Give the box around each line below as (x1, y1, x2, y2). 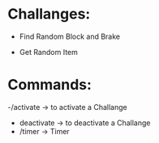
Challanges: (7, 5, 91, 23)
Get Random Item (19, 47, 78, 57)
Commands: (7, 76, 92, 94)
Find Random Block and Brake (19, 32, 121, 41)
